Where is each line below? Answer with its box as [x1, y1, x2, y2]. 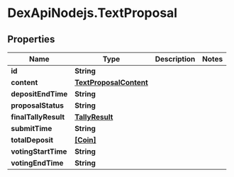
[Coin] [74, 135, 97, 144]
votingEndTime [11, 158, 64, 168]
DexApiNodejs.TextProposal [7, 5, 178, 21]
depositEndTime [11, 89, 68, 98]
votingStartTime [11, 147, 67, 156]
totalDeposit [11, 135, 54, 144]
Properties [7, 33, 55, 45]
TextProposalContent [74, 78, 149, 87]
